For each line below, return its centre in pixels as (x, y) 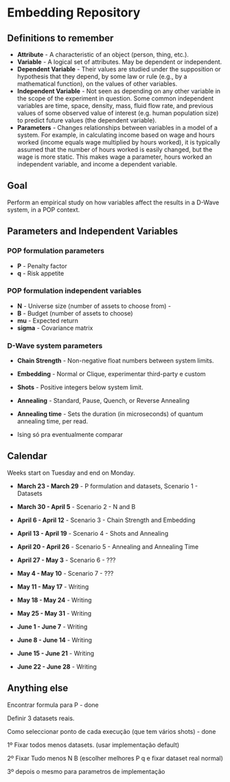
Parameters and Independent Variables (93, 231)
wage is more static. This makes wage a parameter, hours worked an (114, 157)
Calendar (27, 456)
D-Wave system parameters (55, 345)
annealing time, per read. (53, 422)
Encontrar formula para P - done (53, 705)
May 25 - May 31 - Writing (54, 613)
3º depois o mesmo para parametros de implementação (86, 771)
